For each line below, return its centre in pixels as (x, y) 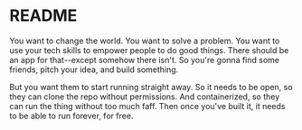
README (43, 16)
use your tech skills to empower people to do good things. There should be (149, 50)
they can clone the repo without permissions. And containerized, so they (145, 97)
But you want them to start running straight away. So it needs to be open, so (151, 87)
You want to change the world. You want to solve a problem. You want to (145, 41)
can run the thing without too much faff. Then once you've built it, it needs (147, 106)
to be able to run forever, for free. (71, 116)
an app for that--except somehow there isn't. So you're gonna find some (145, 60)
